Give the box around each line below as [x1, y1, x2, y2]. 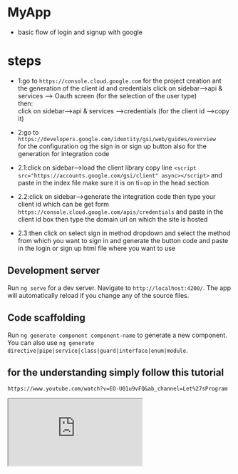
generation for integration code [17, 149, 110, 158]
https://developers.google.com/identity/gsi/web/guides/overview [17, 135, 216, 143]
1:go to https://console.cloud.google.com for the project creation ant [17, 76, 222, 85]
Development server [7, 264, 100, 277]
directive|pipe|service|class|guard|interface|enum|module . [7, 346, 188, 354]
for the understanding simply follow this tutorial [7, 366, 224, 378]
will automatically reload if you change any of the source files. [7, 291, 190, 299]
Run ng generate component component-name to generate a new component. [7, 331, 228, 339]
